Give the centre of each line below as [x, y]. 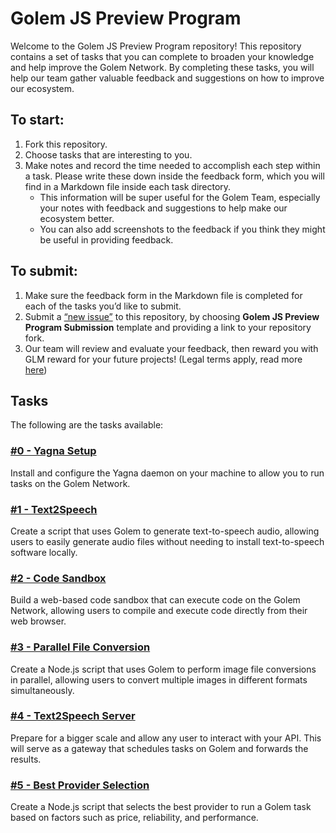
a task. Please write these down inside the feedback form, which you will [174, 176]
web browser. [38, 621]
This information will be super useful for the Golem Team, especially [180, 197]
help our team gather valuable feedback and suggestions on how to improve [167, 78]
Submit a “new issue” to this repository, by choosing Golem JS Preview [172, 316]
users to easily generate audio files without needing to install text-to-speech [167, 541]
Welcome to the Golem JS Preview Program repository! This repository [156, 46]
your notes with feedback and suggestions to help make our [163, 208]
